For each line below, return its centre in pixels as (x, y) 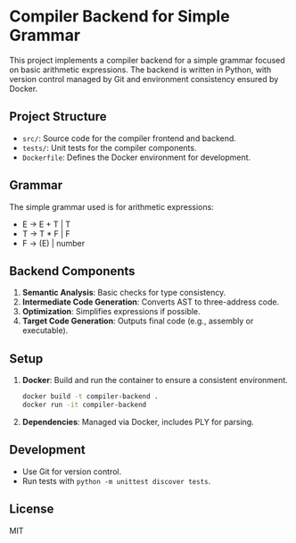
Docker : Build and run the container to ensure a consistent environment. (155, 380)
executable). (45, 330)
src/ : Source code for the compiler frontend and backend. (129, 138)
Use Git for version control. (72, 472)
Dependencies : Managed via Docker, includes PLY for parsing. (138, 422)
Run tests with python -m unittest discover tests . (116, 480)
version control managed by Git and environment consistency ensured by (144, 79)
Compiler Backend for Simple (119, 17)
